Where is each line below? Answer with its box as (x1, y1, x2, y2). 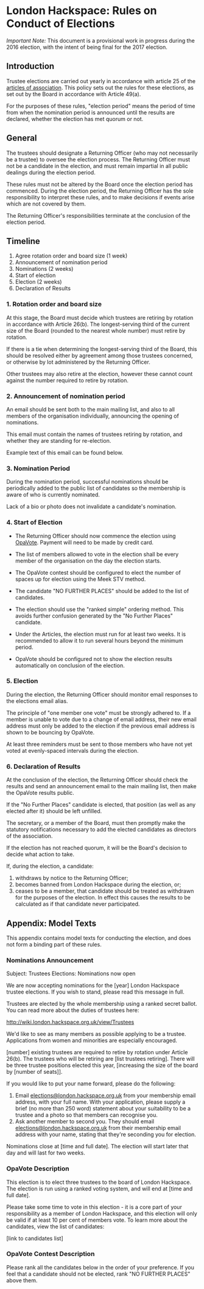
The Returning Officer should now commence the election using (15, 532, 176, 539)
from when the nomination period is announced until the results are (6, 108, 175, 116)
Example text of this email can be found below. (6, 449, 124, 456)
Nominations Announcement (6, 956, 94, 964)
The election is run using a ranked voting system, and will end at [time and (6, 1184, 193, 1192)
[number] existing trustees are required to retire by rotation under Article (6, 1049, 188, 1056)
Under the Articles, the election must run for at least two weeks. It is (15, 630, 186, 638)
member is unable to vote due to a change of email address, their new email (6, 715, 197, 723)
